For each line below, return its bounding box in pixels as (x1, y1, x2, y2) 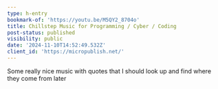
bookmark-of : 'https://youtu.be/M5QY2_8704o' (7, 16, 140, 23)
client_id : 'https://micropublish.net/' (7, 49, 125, 55)
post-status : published (7, 29, 76, 36)
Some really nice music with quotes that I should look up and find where (7, 66, 212, 75)
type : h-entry (7, 10, 48, 17)
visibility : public (7, 36, 63, 42)
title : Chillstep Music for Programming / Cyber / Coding (7, 23, 177, 29)
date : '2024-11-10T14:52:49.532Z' (7, 42, 107, 49)
